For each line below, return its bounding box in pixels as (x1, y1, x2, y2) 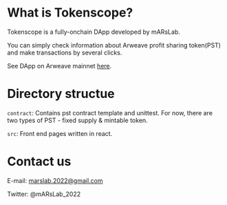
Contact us (7, 154, 72, 170)
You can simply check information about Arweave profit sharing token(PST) (7, 41, 221, 49)
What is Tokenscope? (7, 5, 133, 21)
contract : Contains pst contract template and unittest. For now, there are (7, 108, 213, 117)
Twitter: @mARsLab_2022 (7, 190, 81, 198)
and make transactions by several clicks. (7, 48, 122, 57)
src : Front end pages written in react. (7, 129, 113, 137)
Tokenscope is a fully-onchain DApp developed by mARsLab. (7, 28, 181, 36)
